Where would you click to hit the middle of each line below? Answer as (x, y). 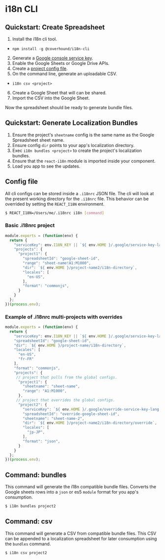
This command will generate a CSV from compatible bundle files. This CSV (81, 533)
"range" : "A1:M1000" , (45, 391)
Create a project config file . (40, 68)
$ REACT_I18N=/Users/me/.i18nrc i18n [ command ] (55, 213)
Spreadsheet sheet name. (38, 140)
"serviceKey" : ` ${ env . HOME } (54, 409)
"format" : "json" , (41, 441)
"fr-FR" (26, 359)
